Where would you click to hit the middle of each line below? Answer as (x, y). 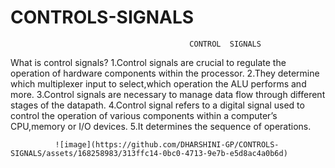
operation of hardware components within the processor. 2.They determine (165, 73)
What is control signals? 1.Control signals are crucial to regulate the (148, 62)
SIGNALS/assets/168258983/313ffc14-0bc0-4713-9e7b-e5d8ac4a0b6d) (149, 153)
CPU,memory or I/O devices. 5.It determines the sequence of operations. (161, 126)
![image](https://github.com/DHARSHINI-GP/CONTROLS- (167, 144)
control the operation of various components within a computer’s (144, 115)
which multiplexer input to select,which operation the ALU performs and (158, 83)
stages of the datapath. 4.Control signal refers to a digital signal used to (157, 105)
